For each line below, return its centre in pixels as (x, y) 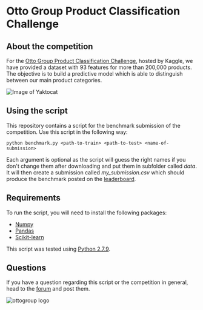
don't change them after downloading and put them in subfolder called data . (101, 166)
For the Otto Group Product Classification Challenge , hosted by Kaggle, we (100, 61)
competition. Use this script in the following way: (67, 132)
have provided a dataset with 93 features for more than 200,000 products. (99, 67)
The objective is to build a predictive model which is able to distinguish (95, 74)
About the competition (50, 46)
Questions (26, 268)
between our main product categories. (54, 80)
